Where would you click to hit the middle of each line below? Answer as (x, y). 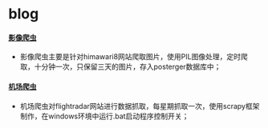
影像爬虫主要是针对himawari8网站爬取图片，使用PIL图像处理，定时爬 (134, 57)
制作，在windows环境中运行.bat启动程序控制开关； (104, 116)
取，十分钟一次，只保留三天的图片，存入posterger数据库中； (120, 67)
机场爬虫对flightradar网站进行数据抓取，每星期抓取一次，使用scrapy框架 (140, 106)
